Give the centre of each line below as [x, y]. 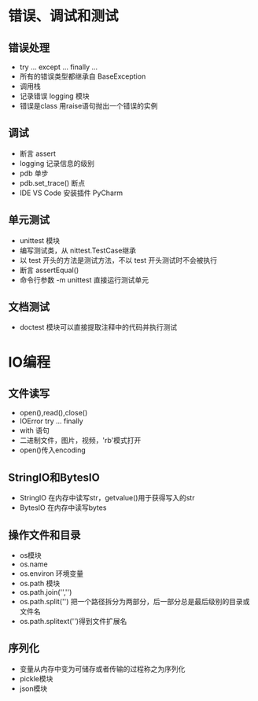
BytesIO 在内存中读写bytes [63, 507]
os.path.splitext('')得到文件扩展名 [73, 622]
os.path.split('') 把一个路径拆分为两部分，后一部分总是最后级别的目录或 [135, 602]
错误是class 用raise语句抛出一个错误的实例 [88, 106]
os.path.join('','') [46, 592]
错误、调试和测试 [64, 16]
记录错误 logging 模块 [54, 96]
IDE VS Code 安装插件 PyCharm [71, 193]
